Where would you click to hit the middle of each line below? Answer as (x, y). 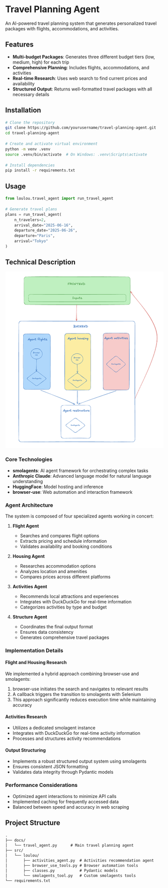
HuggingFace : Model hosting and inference (58, 487)
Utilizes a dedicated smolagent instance (54, 728)
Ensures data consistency (47, 632)
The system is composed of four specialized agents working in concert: (79, 516)
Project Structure (33, 823)
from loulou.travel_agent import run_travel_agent (59, 199)
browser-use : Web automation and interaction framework (72, 492)
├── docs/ (16, 840)
